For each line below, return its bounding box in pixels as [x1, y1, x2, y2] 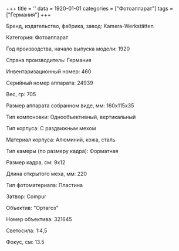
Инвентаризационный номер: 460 [6, 68, 92, 75]
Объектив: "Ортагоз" [6, 205, 59, 211]
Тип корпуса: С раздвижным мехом [6, 125, 96, 131]
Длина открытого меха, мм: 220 [6, 170, 87, 177]
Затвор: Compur [6, 193, 47, 200]
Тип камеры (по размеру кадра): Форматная [6, 148, 119, 154]
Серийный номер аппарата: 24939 [6, 79, 93, 86]
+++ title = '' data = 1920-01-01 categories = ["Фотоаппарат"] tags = [6, 5, 174, 12]
